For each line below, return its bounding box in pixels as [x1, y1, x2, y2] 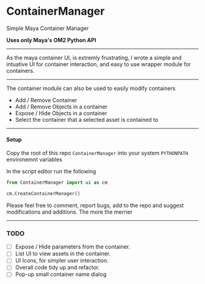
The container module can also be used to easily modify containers [6, 84, 176, 92]
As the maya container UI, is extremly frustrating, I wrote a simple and [6, 54, 182, 61]
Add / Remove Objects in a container [15, 103, 108, 110]
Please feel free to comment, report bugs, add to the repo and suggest [6, 201, 184, 209]
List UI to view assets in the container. [15, 250, 111, 258]
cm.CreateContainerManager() [6, 191, 81, 197]
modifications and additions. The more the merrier [6, 208, 133, 215]
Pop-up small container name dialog [15, 271, 107, 278]
